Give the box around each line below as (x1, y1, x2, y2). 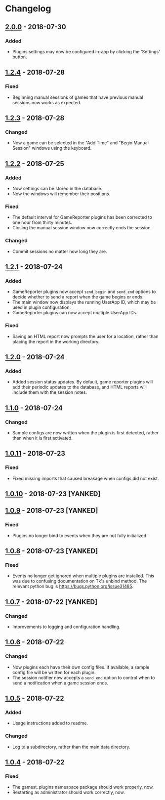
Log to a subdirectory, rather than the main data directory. (12, 744, 130, 750)
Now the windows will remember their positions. (12, 191, 111, 197)
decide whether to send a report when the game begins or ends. (12, 294, 144, 300)
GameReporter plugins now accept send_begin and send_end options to (12, 289, 156, 295)
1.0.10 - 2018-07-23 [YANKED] (5, 490, 101, 498)
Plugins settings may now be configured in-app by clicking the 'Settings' (12, 48, 161, 54)
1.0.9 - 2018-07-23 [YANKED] (5, 506, 98, 515)
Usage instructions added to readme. (12, 720, 88, 726)
